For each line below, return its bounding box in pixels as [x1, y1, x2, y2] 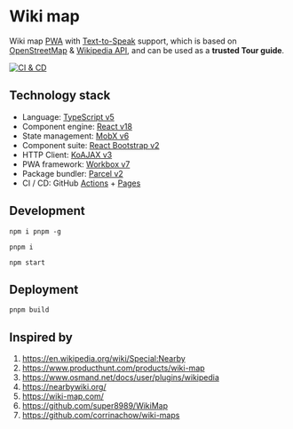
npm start [9, 258, 46, 267]
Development [9, 203, 86, 218]
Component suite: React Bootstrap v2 [21, 139, 160, 150]
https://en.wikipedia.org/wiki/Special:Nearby [21, 354, 186, 364]
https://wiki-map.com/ [21, 391, 105, 401]
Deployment [9, 282, 79, 297]
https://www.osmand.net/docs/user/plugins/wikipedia [21, 372, 220, 383]
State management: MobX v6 [21, 131, 130, 141]
